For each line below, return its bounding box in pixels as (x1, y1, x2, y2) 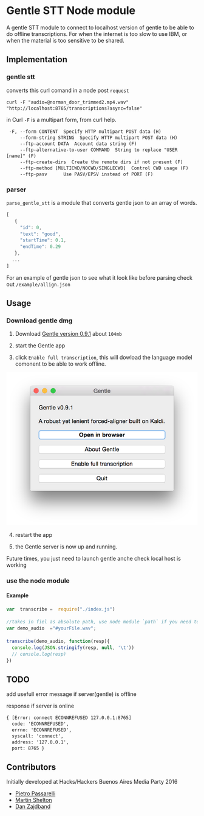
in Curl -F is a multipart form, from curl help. (6, 116, 117, 123)
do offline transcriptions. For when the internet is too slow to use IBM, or (6, 30, 188, 37)
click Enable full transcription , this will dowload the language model (15, 354, 192, 361)
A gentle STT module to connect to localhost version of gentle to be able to (6, 24, 194, 31)
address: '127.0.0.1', (12, 739, 69, 745)
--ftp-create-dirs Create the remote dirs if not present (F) (19, 159, 183, 165)
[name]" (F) (6, 153, 36, 159)
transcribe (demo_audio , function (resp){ (6, 638, 110, 644)
